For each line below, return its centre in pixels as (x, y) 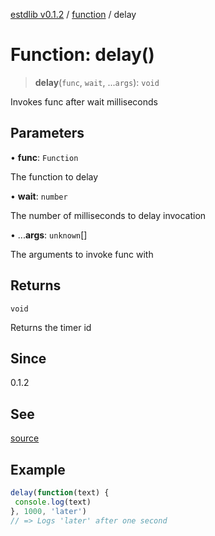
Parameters (47, 133)
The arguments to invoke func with (82, 254)
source (25, 438)
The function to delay (54, 176)
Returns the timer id (51, 327)
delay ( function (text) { (60, 493)
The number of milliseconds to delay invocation (108, 215)
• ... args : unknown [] (49, 235)
